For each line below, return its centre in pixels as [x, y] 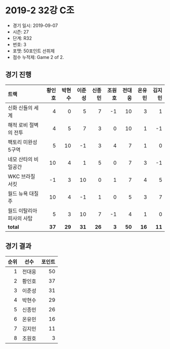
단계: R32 [22, 38]
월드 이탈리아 [23, 210]
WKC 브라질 [22, 176]
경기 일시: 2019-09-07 [35, 25]
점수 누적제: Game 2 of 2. [38, 57]
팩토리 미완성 [23, 142]
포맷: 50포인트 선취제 [33, 51]
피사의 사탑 [20, 218]
